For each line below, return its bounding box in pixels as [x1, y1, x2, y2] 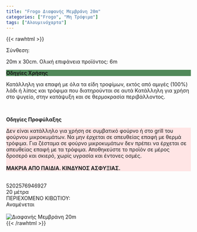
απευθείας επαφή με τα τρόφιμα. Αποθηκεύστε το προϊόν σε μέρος [6, 146, 170, 153]
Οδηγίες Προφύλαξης [6, 116, 62, 123]
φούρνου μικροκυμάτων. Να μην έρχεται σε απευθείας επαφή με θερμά [6, 134, 182, 141]
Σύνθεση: [6, 47, 30, 54]
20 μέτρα [6, 189, 29, 196]
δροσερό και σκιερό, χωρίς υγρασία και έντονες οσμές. [6, 152, 142, 159]
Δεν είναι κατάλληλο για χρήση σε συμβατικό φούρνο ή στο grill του [6, 127, 174, 135]
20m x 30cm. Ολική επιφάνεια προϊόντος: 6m [6, 58, 118, 65]
